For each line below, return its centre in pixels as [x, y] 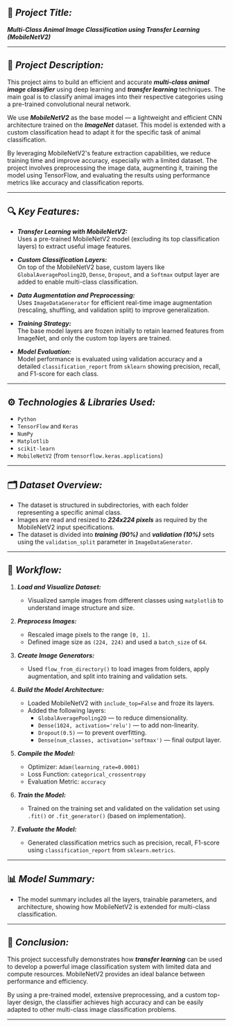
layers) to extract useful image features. [74, 246]
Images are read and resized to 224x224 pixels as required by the [112, 520]
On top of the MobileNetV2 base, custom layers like [91, 267]
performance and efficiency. [48, 981]
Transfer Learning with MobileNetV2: [72, 232]
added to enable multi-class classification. [78, 282]
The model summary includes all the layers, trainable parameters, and [117, 899]
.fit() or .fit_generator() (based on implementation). [106, 815]
